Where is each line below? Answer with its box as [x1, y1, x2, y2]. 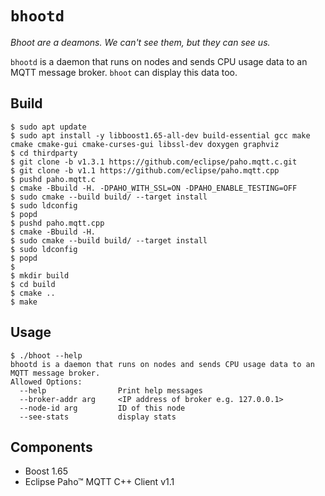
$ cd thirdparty [10, 148, 78, 158]
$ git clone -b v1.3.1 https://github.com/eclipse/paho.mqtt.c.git [10, 157, 298, 167]
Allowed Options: [10, 377, 83, 387]
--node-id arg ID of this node [19, 403, 186, 413]
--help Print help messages [19, 385, 203, 396]
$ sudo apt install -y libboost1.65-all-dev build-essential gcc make [10, 130, 311, 141]
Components [10, 438, 93, 456]
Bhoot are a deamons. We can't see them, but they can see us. [10, 36, 271, 48]
